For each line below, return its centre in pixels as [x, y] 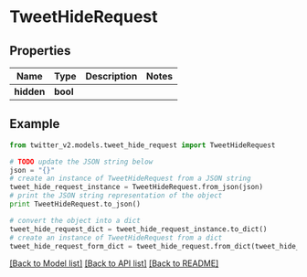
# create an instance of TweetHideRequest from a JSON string [130, 179]
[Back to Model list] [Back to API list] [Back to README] [114, 263]
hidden [30, 91]
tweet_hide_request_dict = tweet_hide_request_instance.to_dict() [138, 229]
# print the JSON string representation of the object [116, 196]
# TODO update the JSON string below [81, 162]
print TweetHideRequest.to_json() [75, 204]
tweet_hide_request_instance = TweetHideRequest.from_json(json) [136, 187]
